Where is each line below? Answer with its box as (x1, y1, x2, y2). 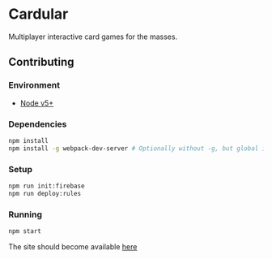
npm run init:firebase (8, 182, 85, 190)
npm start (8, 227, 42, 235)
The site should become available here (8, 241, 138, 252)
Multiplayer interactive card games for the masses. (8, 32, 178, 41)
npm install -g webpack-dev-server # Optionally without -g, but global (8, 144, 259, 153)
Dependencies (8, 119, 67, 130)
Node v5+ (19, 98, 54, 108)
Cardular (8, 5, 69, 24)
